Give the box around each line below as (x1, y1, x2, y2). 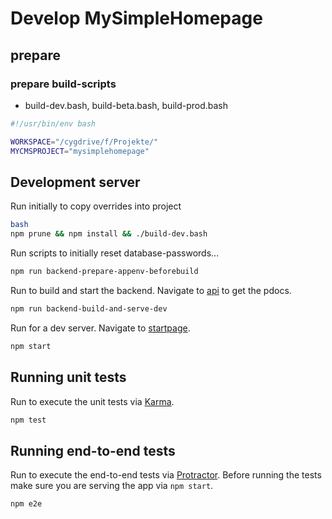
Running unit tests (10, 369, 127, 386)
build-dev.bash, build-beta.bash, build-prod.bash (24, 99, 229, 111)
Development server (10, 173, 141, 191)
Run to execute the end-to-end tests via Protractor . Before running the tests (10, 469, 322, 481)
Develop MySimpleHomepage (10, 7, 263, 30)
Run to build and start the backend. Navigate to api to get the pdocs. (10, 284, 292, 296)
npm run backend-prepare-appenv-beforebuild (10, 267, 199, 277)
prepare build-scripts (10, 77, 117, 91)
